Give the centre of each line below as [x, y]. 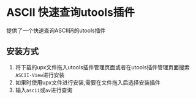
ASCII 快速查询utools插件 [70, 12]
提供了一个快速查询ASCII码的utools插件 [56, 30]
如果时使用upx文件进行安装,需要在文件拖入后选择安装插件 [88, 82]
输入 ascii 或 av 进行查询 [43, 90]
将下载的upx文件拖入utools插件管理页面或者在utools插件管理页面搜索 [102, 67]
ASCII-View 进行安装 [40, 75]
